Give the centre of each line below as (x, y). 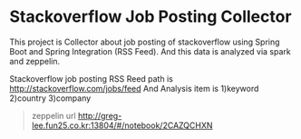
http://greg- (100, 115)
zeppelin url (53, 115)
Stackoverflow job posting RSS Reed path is (92, 78)
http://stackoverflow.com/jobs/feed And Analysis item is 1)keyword (134, 88)
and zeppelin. (35, 61)
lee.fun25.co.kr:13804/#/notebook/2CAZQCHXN (122, 125)
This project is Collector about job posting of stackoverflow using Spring (145, 42)
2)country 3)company (50, 98)
